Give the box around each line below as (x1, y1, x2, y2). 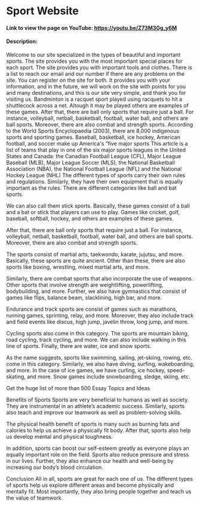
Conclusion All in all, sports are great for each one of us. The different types (6, 475, 193, 482)
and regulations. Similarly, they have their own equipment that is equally (6, 178, 183, 185)
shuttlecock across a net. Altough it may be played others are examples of (6, 101, 189, 109)
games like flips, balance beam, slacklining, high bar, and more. (6, 294, 162, 301)
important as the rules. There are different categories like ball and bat (6, 184, 177, 192)
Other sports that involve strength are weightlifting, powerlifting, (6, 281, 164, 288)
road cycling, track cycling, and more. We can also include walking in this (6, 336, 186, 343)
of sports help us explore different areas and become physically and (6, 482, 174, 489)
